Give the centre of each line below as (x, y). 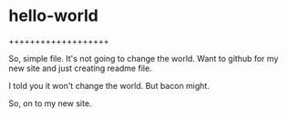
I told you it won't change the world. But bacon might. (109, 85)
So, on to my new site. (50, 103)
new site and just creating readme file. (80, 68)
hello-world (54, 16)
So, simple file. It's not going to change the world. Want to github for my (144, 58)
